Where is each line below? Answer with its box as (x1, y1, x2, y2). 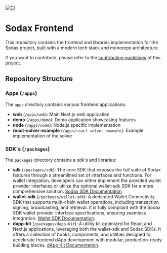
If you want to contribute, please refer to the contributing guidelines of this (5, 54, 161, 60)
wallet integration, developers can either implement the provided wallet (12, 177, 161, 184)
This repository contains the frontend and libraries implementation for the (5, 39, 158, 45)
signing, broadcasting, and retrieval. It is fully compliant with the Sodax (12, 204, 161, 210)
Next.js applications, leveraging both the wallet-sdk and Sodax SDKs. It (12, 226, 161, 232)
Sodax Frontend (5, 23, 74, 34)
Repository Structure (5, 75, 73, 83)
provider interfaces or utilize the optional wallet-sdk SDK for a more (12, 183, 153, 189)
